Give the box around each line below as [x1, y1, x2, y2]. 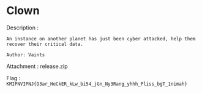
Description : [6, 24, 39, 31]
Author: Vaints [6, 51, 45, 58]
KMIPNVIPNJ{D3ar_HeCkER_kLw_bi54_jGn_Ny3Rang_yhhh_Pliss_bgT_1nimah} [6, 81, 188, 87]
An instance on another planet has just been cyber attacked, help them [6, 35, 196, 42]
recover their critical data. [6, 41, 84, 47]
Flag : [6, 74, 21, 81]
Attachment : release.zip [6, 62, 68, 70]
